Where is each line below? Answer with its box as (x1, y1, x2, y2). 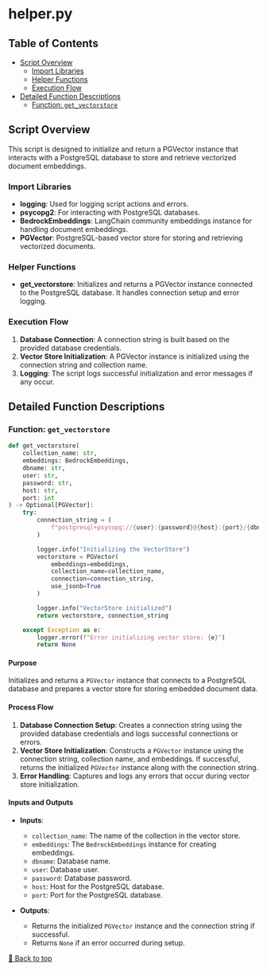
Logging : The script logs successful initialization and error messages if (19, 368, 253, 378)
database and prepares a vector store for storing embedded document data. (8, 684, 258, 694)
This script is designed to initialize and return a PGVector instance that (8, 144, 238, 154)
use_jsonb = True (50, 583, 102, 591)
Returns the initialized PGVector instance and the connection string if (31, 921, 255, 930)
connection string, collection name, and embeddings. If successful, (19, 754, 241, 764)
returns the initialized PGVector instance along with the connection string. (19, 762, 259, 772)
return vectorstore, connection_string (37, 611, 169, 619)
